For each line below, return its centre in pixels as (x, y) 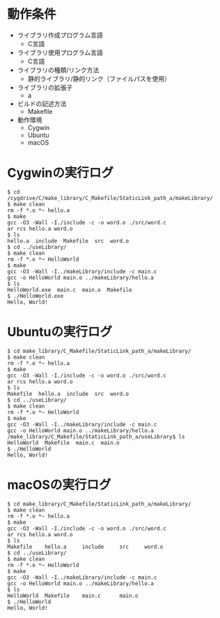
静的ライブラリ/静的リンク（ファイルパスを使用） (99, 78)
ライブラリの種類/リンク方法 (58, 70)
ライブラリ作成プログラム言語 (60, 35)
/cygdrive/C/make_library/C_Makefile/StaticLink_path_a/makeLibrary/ (110, 198)
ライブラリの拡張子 (45, 87)
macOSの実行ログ (59, 485)
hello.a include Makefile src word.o (68, 241)
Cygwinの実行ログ (60, 173)
